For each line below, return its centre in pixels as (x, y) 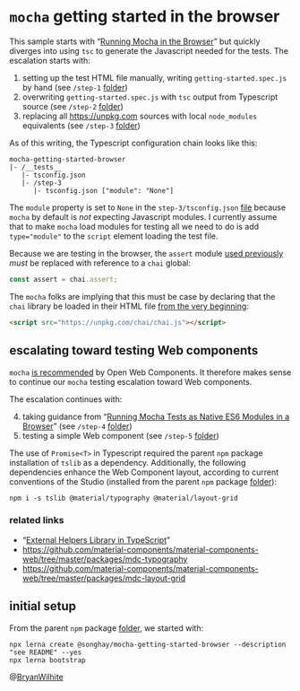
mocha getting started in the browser (145, 17)
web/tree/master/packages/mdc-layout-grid (104, 578)
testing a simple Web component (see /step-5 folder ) (120, 435)
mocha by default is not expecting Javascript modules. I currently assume (143, 216)
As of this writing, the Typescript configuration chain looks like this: (133, 143)
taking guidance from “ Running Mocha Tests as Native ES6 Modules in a (156, 416)
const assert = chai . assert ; (64, 279)
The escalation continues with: (66, 399)
